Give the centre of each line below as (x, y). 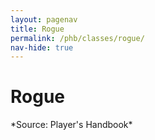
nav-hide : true (42, 47)
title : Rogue (37, 29)
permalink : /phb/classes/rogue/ (77, 38)
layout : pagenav (44, 19)
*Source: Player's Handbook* (71, 125)
